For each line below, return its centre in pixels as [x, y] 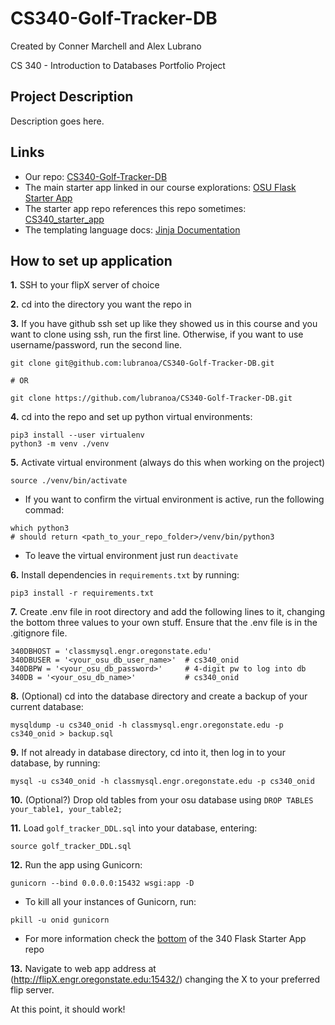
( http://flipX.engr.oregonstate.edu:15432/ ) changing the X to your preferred [165, 979]
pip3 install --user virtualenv [77, 435]
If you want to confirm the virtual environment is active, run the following [174, 499]
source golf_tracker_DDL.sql [71, 847]
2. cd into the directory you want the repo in [101, 304]
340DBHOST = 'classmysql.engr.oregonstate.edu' [111, 652]
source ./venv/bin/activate [69, 481]
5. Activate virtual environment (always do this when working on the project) [168, 463]
